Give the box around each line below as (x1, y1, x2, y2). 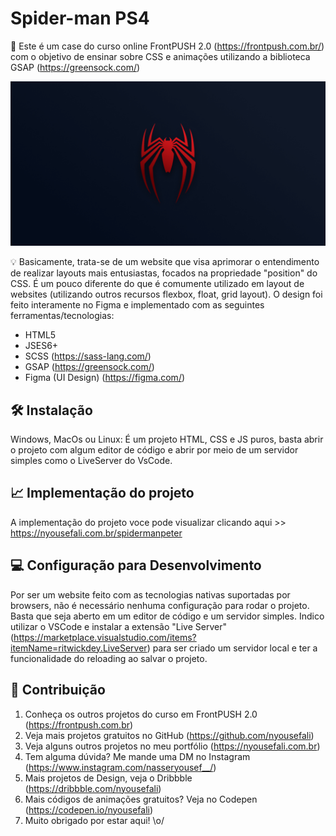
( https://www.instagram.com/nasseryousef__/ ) (24, 761, 217, 773)
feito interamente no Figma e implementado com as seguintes (10, 299, 265, 311)
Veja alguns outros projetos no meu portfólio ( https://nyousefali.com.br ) (24, 740, 321, 752)
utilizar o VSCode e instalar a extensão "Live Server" (10, 620, 227, 632)
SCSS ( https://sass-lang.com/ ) (24, 350, 152, 362)
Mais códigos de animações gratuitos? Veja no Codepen (24, 793, 258, 805)
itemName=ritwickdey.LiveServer (10, 642, 148, 654)
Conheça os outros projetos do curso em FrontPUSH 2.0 (24, 708, 258, 720)
